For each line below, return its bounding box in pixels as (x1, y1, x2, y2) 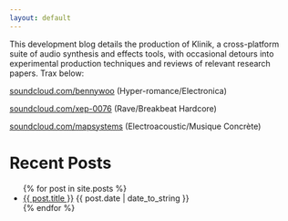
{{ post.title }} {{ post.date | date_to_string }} (22, 193, 190, 204)
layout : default (9, 13, 71, 23)
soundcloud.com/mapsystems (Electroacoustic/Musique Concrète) (9, 121, 262, 132)
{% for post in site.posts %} (22, 183, 128, 194)
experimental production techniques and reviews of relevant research (9, 58, 271, 68)
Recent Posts (9, 153, 112, 174)
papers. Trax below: (9, 68, 85, 79)
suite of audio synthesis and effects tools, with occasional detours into (9, 47, 274, 59)
